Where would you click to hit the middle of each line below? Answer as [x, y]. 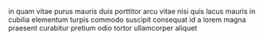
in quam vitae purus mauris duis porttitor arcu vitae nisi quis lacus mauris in [132, 11]
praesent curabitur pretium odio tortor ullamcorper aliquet [103, 28]
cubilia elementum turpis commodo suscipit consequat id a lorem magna [127, 20]
